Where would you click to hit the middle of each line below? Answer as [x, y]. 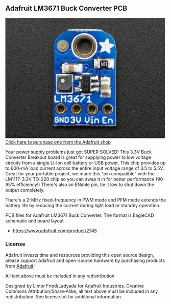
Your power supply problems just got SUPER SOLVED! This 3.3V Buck [79, 152]
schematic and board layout [34, 220]
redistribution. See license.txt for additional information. [64, 297]
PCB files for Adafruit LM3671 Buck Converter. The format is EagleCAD [80, 215]
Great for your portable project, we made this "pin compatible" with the [80, 173]
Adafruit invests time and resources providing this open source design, [80, 255]
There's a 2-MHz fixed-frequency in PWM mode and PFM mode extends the [86, 200]
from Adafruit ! [20, 266]
